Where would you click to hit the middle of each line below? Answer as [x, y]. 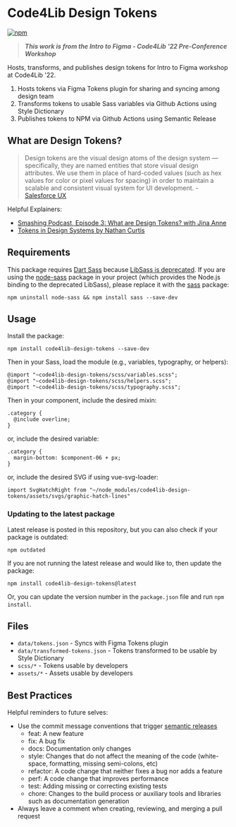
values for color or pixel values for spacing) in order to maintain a [119, 180]
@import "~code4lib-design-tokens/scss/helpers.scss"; [89, 381]
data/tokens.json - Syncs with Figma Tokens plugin [93, 643]
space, [38, 763]
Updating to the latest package [61, 514]
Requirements [39, 252]
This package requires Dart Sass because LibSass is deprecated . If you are [116, 269]
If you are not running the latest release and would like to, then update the [114, 563]
